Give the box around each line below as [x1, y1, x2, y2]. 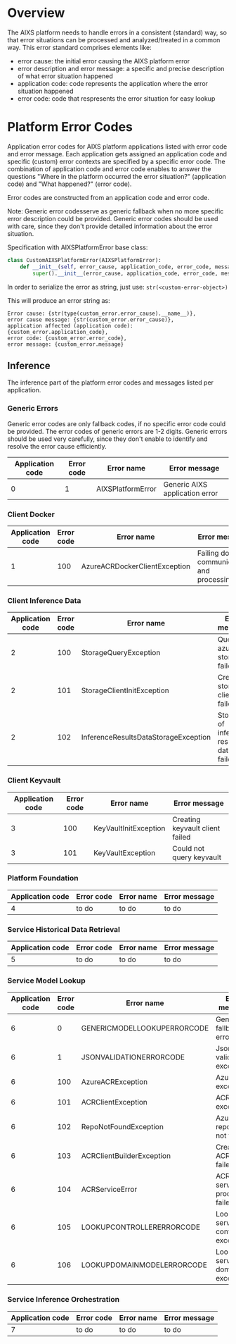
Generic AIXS [163, 479, 208, 489]
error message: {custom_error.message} [7, 340, 124, 348]
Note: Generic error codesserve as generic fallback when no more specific [7, 206, 224, 216]
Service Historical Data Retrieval [7, 924, 121, 934]
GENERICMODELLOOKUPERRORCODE [81, 1023, 209, 1033]
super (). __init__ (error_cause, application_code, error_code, [32, 270, 218, 277]
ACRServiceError [81, 1185, 138, 1195]
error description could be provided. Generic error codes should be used [7, 214, 218, 223]
